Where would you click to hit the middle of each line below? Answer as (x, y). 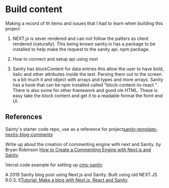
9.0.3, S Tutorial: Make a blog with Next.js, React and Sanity (66, 180)
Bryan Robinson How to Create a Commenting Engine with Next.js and (78, 150)
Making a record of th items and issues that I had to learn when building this (84, 23)
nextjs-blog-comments (29, 134)
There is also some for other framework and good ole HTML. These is (85, 90)
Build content (34, 9)
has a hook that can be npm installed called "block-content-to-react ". (85, 85)
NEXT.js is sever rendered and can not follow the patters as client (80, 38)
